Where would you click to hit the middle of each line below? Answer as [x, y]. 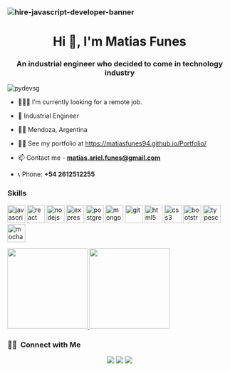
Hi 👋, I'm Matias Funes [120, 42]
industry [120, 73]
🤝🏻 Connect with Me [44, 345]
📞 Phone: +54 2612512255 [56, 174]
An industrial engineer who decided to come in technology [120, 64]
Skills [17, 193]
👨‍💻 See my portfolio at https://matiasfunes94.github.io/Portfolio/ [112, 143]
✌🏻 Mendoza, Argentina [52, 130]
